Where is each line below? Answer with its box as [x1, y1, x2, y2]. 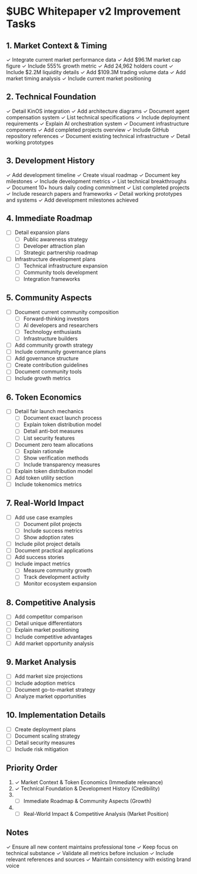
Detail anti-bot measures [23, 428, 84, 435]
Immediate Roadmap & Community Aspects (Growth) [23, 797, 152, 804]
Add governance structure [14, 355, 79, 362]
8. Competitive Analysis [6, 597, 96, 607]
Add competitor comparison [14, 613, 84, 620]
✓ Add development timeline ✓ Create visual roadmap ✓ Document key [6, 171, 181, 178]
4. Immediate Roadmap [6, 213, 93, 223]
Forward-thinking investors [23, 315, 89, 322]
